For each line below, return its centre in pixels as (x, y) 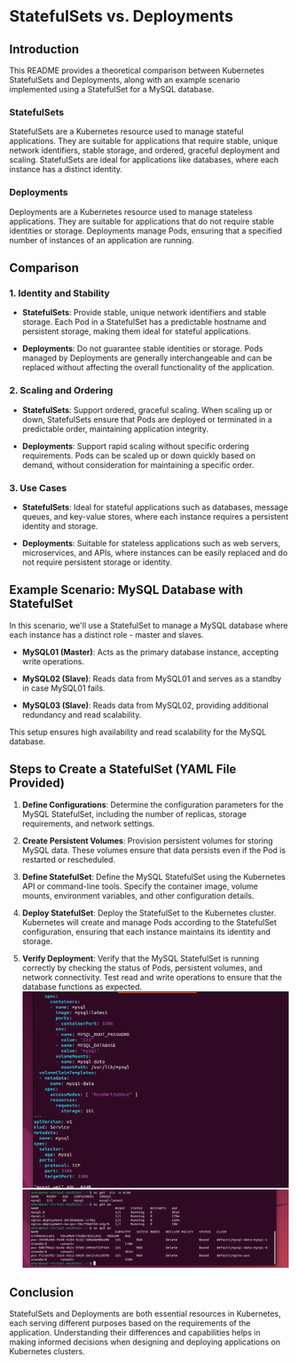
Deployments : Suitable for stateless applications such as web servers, (151, 543)
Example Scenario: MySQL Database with (126, 590)
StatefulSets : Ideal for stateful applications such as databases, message (155, 507)
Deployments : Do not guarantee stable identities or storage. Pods (142, 349)
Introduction (44, 49)
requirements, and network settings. (88, 823)
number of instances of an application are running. (102, 240)
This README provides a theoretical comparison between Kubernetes (137, 70)
